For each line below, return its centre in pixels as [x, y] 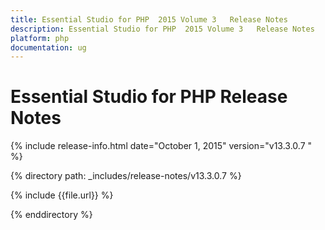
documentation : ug [48, 47]
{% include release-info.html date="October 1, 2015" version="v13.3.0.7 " [161, 146]
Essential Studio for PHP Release [149, 97]
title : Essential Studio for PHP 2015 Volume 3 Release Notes [149, 19]
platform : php [40, 38]
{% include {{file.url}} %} [62, 195]
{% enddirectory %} [51, 215]
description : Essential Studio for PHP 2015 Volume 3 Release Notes [162, 29]
